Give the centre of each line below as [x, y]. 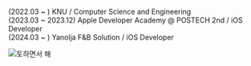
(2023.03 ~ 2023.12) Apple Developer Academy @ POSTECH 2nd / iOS [125, 20]
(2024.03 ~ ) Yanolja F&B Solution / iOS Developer [91, 37]
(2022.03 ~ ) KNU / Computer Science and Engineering [100, 12]
